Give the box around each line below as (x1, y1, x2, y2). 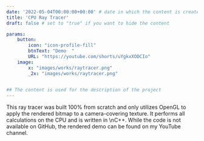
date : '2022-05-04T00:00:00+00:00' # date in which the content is (6, 8, 181, 15)
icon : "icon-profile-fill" (28, 42, 97, 48)
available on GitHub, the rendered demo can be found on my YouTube (6, 123, 181, 130)
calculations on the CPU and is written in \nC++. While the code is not (6, 116, 181, 124)
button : (17, 37, 36, 43)
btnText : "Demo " (28, 48, 75, 54)
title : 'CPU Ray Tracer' (6, 15, 69, 21)
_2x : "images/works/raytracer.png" (28, 70, 118, 76)
